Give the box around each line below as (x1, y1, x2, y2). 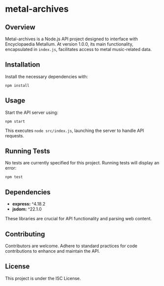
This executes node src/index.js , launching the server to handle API (5, 128, 144, 133)
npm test (5, 175, 23, 180)
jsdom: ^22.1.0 (12, 206, 42, 212)
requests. (5, 132, 25, 138)
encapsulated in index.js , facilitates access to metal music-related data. (5, 47, 152, 52)
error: (5, 165, 17, 171)
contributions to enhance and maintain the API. (5, 248, 100, 254)
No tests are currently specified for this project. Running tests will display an (5, 160, 160, 166)
